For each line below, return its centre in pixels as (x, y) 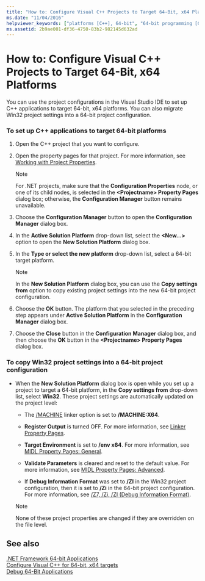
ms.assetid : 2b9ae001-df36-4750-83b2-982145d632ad (72, 29)
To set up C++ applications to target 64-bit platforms (86, 131)
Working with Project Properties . (56, 162)
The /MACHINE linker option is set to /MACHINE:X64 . (92, 414)
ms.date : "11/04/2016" (35, 18)
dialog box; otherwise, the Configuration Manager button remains (99, 199)
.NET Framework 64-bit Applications (52, 558)
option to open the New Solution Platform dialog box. (83, 242)
